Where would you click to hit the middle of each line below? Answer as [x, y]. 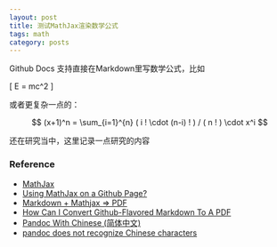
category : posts [39, 42]
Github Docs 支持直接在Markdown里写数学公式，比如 [107, 68]
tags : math [29, 34]
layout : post [33, 17]
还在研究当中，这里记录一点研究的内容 [79, 141]
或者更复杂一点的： [45, 105]
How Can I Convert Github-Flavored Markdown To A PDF [126, 212]
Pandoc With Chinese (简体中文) [81, 222]
